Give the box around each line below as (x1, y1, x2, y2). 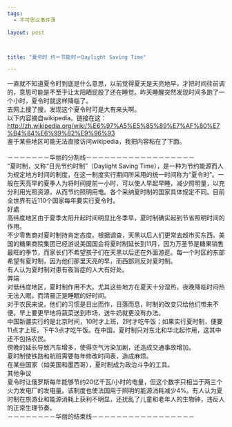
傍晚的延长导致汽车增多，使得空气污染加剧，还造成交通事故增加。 (7, 343, 195, 352)
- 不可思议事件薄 (13, 17, 56, 23)
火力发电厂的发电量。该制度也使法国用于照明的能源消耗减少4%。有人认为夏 (7, 386, 223, 395)
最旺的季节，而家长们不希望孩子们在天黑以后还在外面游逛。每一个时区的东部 (7, 248, 225, 256)
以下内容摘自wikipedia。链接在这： (7, 114, 107, 122)
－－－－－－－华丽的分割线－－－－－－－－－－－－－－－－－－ (7, 153, 195, 162)
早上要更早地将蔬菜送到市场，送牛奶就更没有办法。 (19, 309, 164, 317)
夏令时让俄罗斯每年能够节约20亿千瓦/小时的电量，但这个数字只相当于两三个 (7, 378, 223, 386)
